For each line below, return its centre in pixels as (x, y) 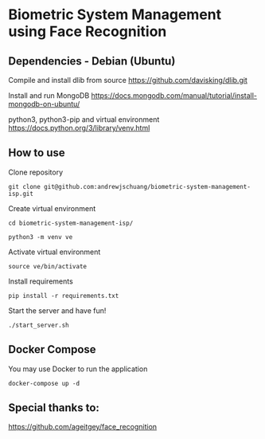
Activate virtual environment (55, 252)
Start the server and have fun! (57, 310)
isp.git (21, 194)
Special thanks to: (54, 408)
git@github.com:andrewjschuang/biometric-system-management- (147, 186)
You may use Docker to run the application (78, 369)
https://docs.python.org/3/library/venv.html (79, 128)
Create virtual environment (52, 208)
